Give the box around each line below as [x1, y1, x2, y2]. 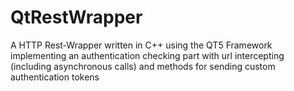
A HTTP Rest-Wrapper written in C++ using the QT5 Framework [10, 39, 273, 51]
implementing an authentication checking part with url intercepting [10, 49, 285, 61]
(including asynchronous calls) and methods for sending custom [10, 60, 276, 72]
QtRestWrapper [10, 6, 143, 29]
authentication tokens [10, 71, 100, 83]
